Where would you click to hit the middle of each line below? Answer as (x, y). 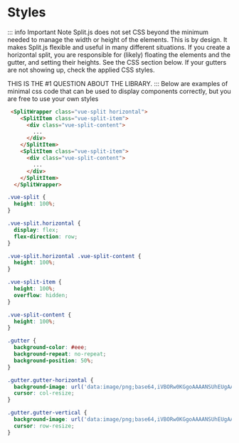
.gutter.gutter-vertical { (47, 413)
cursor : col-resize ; (44, 393)
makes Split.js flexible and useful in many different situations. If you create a (119, 47)
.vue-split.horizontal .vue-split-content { (74, 256)
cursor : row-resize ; (44, 426)
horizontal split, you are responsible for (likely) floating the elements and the (119, 55)
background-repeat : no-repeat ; (60, 354)
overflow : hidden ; (41, 295)
